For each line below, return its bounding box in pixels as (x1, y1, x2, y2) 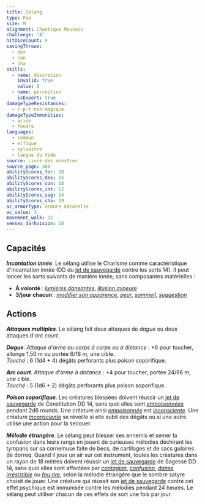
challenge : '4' (6, 32, 45, 38)
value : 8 (17, 84, 40, 90)
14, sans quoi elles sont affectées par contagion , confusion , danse (6, 464, 174, 471)
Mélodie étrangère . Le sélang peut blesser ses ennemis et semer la (6, 431, 177, 439)
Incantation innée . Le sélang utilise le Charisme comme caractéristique (6, 259, 188, 267)
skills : (6, 66, 26, 73)
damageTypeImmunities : (6, 112, 64, 118)
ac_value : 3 (6, 209, 37, 215)
